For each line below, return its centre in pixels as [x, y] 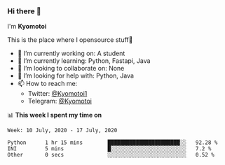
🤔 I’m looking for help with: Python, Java [76, 76]
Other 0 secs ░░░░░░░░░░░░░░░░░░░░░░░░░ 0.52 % [111, 155]
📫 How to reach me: [47, 84]
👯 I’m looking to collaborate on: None [71, 69]
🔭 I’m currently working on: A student [71, 53]
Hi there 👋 [25, 11]
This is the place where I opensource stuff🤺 [70, 40]
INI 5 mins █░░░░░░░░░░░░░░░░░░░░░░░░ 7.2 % [109, 149]
